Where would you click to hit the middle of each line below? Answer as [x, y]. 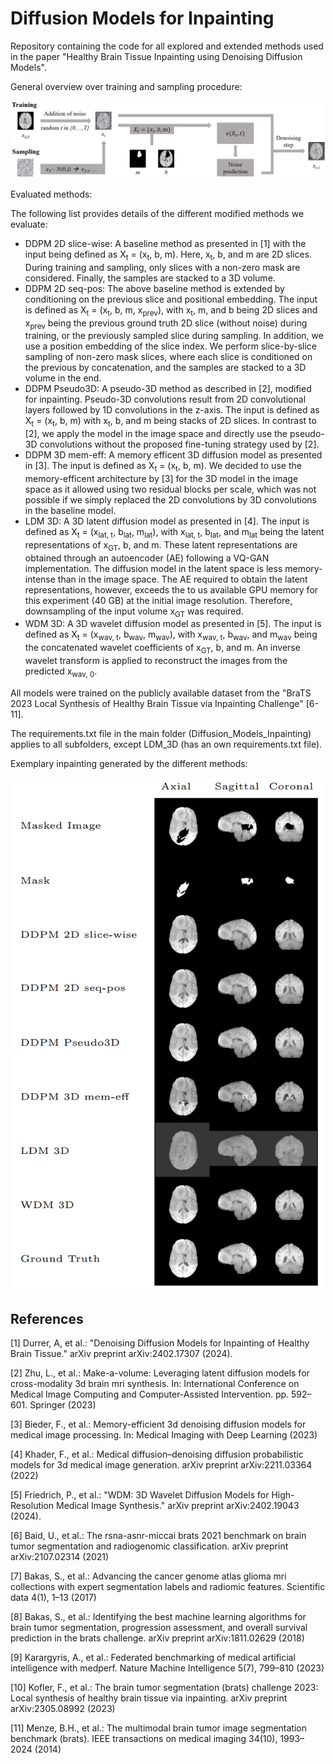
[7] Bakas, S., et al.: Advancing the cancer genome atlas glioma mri [148, 1576]
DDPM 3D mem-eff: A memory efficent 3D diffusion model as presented [173, 455]
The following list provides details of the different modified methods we [157, 213]
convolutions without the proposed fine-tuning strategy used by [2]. [179, 444]
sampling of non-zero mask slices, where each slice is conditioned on [168, 357]
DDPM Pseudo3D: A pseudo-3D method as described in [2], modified [168, 389]
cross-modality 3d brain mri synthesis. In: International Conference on [155, 1384]
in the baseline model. [70, 510]
